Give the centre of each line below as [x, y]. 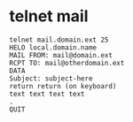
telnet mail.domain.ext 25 [59, 40]
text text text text [47, 94]
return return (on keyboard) [63, 86]
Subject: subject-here [51, 78]
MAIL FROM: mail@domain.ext [61, 55]
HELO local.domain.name [53, 47]
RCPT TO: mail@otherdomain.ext [67, 63]
